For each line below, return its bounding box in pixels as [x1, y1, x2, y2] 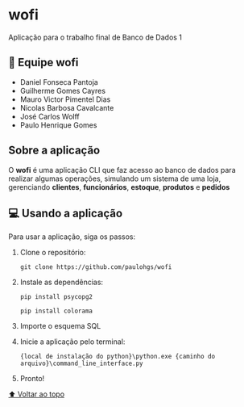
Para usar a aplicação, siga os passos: [8, 232, 136, 241]
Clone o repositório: [19, 248, 86, 258]
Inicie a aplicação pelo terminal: [19, 337, 126, 346]
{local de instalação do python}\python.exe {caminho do [19, 353, 216, 361]
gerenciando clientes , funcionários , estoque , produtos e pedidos [8, 182, 230, 191]
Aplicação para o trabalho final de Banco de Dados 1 [8, 32, 183, 42]
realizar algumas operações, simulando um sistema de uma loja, [8, 174, 221, 183]
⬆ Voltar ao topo [8, 389, 65, 399]
